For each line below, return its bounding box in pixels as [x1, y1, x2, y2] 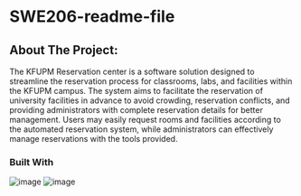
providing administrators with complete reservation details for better [9, 105, 264, 115]
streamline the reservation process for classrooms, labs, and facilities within [9, 76, 293, 87]
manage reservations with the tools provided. [9, 134, 178, 144]
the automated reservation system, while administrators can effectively [9, 124, 274, 135]
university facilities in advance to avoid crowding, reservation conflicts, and [9, 95, 291, 106]
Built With [9, 155, 54, 168]
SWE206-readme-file [9, 6, 175, 27]
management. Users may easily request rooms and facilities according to [9, 115, 282, 125]
